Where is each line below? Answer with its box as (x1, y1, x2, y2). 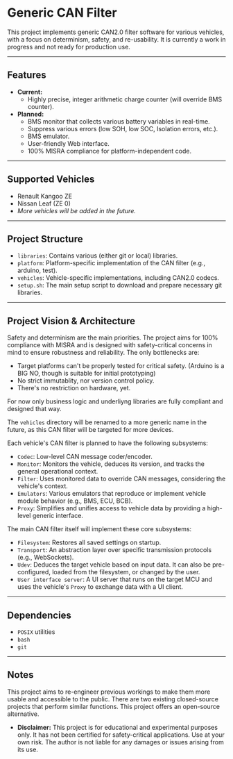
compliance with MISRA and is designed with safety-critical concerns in (7, 341, 213, 349)
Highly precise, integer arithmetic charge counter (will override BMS (27, 95, 223, 103)
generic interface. (32, 512, 83, 520)
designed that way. (7, 405, 62, 413)
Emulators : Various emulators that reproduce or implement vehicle (17, 490, 207, 498)
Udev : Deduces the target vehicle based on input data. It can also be (17, 560, 212, 569)
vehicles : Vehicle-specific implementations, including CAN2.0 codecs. (17, 274, 220, 282)
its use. (17, 745, 38, 753)
